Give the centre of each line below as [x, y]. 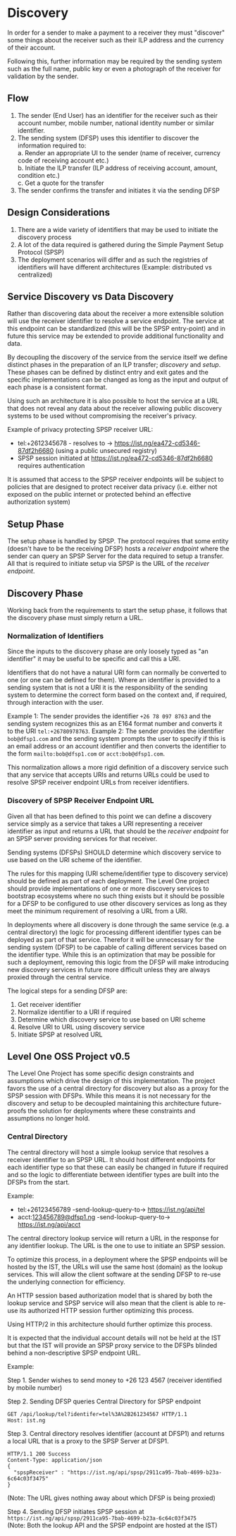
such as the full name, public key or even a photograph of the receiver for [114, 68]
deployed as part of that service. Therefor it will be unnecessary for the [111, 939]
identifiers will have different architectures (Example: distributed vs [115, 267]
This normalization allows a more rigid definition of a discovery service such [118, 768]
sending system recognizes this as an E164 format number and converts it [115, 724]
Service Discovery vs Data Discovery [91, 297]
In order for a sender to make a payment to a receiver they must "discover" [116, 32]
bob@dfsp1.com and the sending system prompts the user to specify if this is [117, 739]
